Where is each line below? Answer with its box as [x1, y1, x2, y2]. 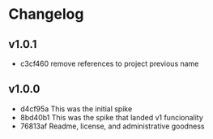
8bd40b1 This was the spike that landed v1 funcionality [19, 112, 204, 122]
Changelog [8, 5, 84, 24]
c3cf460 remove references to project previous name [19, 59, 199, 68]
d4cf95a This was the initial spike [19, 103, 133, 114]
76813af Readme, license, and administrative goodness [19, 121, 205, 131]
